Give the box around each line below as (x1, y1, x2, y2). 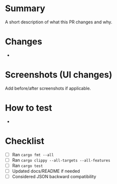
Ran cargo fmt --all (12, 151, 54, 157)
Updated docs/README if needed (12, 168, 80, 174)
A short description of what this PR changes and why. (5, 19, 113, 25)
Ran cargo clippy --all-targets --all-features (12, 157, 111, 163)
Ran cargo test (12, 163, 43, 168)
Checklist (5, 135, 45, 147)
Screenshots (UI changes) (5, 69, 113, 80)
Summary (5, 3, 45, 14)
